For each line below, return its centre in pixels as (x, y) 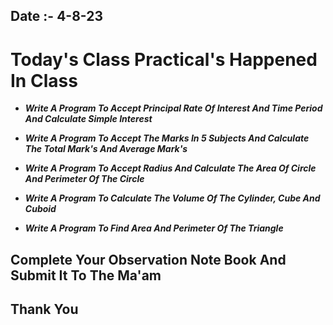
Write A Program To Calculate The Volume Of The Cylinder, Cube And (172, 198)
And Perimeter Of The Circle (84, 179)
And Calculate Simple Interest (88, 119)
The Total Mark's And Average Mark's (106, 149)
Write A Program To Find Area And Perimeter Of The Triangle (154, 228)
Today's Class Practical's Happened (164, 59)
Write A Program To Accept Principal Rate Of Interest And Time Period (173, 108)
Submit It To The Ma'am (86, 275)
